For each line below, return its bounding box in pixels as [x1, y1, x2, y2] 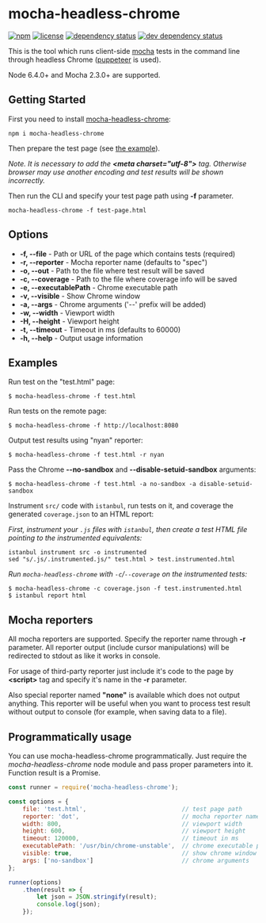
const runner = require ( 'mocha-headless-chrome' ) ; [8, 783, 179, 791]
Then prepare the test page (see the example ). [8, 144, 161, 153]
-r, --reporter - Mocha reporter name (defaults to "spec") [19, 257, 208, 266]
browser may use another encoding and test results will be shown [8, 167, 224, 177]
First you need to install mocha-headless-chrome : [8, 114, 172, 124]
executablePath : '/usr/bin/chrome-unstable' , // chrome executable [22, 842, 253, 850]
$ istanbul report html [8, 592, 87, 599]
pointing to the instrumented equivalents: [8, 533, 142, 543]
